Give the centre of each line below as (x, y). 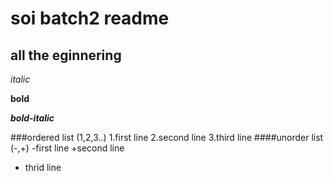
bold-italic (32, 118)
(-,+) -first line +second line (67, 148)
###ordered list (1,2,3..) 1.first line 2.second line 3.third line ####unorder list (167, 137)
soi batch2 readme (90, 18)
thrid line (43, 167)
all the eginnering (66, 55)
